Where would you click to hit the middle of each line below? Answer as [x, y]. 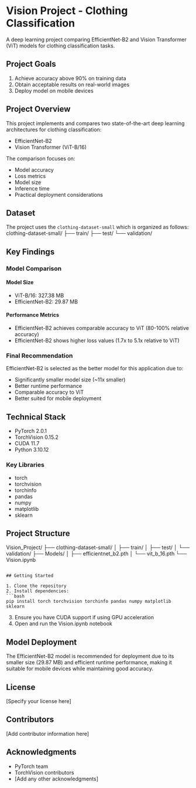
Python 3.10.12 [32, 450]
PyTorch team [31, 766]
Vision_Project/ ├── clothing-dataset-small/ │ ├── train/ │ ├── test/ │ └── [98, 547]
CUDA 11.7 [27, 444]
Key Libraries [25, 465]
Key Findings [30, 252]
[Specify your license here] [39, 701]
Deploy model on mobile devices [54, 91]
